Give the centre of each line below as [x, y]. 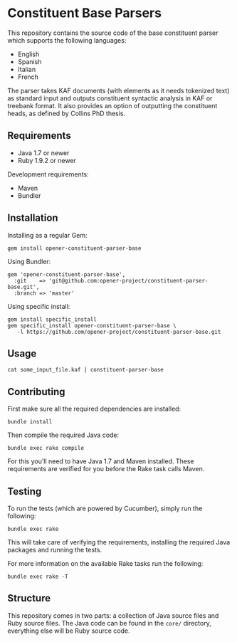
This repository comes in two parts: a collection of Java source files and [113, 615]
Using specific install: [39, 306]
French [28, 77]
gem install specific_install [52, 319]
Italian [27, 69]
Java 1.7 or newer [43, 153]
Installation [33, 218]
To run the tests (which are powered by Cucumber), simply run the [105, 508]
